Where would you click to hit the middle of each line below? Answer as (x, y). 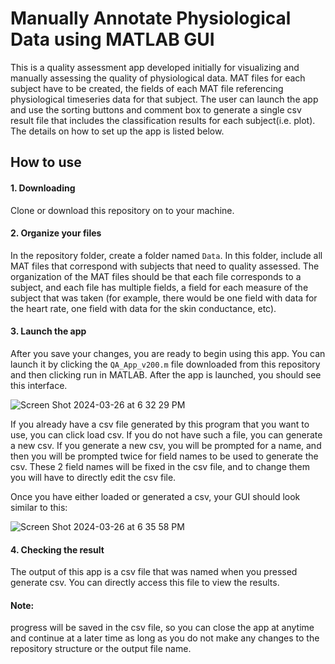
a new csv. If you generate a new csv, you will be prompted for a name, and (166, 445)
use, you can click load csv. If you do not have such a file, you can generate (166, 434)
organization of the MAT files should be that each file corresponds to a (156, 276)
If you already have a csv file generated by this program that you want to (160, 424)
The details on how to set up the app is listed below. (117, 131)
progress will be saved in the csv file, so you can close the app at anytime (162, 628)
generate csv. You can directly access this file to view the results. (145, 583)
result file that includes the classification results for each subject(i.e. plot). (163, 120)
